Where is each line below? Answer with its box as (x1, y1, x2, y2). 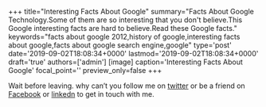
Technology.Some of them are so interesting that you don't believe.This (8, 15, 243, 25)
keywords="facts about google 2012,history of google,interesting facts (8, 32, 241, 41)
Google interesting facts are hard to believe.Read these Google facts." (8, 24, 237, 32)
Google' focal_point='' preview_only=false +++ (8, 66, 162, 75)
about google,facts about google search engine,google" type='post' (8, 40, 233, 50)
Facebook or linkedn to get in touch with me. (8, 90, 155, 98)
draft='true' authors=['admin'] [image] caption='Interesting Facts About (8, 57, 243, 67)
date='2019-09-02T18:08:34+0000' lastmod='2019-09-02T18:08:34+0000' (8, 49, 259, 58)
